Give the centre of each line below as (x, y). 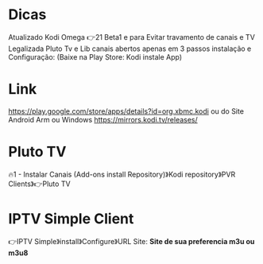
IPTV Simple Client (71, 219)
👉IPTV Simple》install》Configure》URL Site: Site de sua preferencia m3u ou (131, 241)
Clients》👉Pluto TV (39, 184)
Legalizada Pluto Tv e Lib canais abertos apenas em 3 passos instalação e (130, 49)
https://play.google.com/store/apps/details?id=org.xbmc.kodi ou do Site (126, 111)
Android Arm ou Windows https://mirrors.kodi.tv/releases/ (103, 119)
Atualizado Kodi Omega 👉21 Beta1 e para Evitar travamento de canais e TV (132, 37)
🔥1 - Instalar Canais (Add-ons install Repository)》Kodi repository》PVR (122, 174)
